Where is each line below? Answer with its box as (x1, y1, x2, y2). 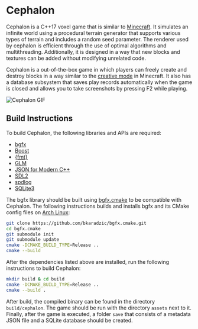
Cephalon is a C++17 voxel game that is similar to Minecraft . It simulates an (6, 23, 189, 30)
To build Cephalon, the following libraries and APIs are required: (6, 129, 161, 136)
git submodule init (6, 231, 54, 237)
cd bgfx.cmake (6, 225, 41, 231)
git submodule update (6, 237, 60, 243)
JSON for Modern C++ (14, 166, 70, 173)
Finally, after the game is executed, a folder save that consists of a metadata (6, 310, 191, 317)
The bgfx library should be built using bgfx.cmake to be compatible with (6, 196, 182, 203)
